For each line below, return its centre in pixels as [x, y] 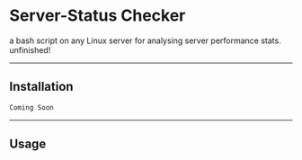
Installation [41, 87]
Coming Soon [31, 107]
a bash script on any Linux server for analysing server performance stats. [145, 40]
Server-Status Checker [98, 16]
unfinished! [30, 49]
